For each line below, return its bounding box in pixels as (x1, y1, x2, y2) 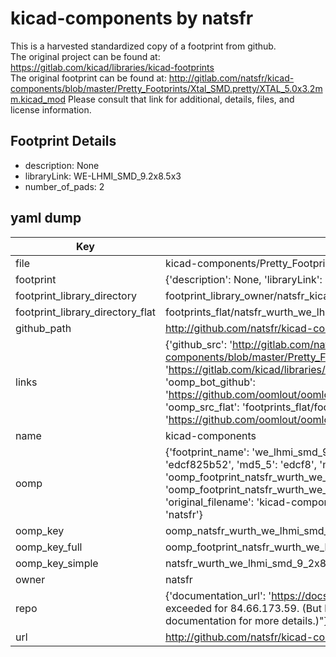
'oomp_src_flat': (164, 400, 240, 414)
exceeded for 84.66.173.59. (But (164, 601, 322, 615)
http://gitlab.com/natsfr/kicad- (168, 72, 295, 84)
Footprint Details (10, 133, 117, 150)
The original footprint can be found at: (10, 72, 167, 84)
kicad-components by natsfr (10, 7, 254, 30)
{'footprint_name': (164, 445, 250, 459)
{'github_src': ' (164, 337, 233, 351)
